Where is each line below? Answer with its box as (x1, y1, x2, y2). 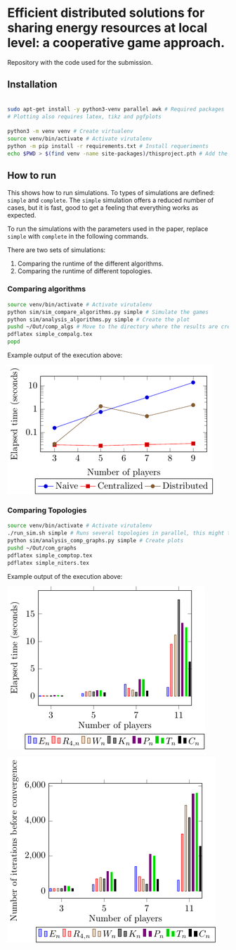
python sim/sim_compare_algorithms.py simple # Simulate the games (7, 308, 209, 315)
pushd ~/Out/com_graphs (7, 544, 77, 552)
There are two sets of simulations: (7, 245, 106, 254)
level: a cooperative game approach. (7, 35, 225, 51)
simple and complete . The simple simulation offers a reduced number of (7, 196, 214, 204)
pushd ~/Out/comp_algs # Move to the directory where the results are (7, 323, 218, 330)
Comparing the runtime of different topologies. (17, 266, 153, 275)
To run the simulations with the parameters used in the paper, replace (7, 224, 209, 233)
